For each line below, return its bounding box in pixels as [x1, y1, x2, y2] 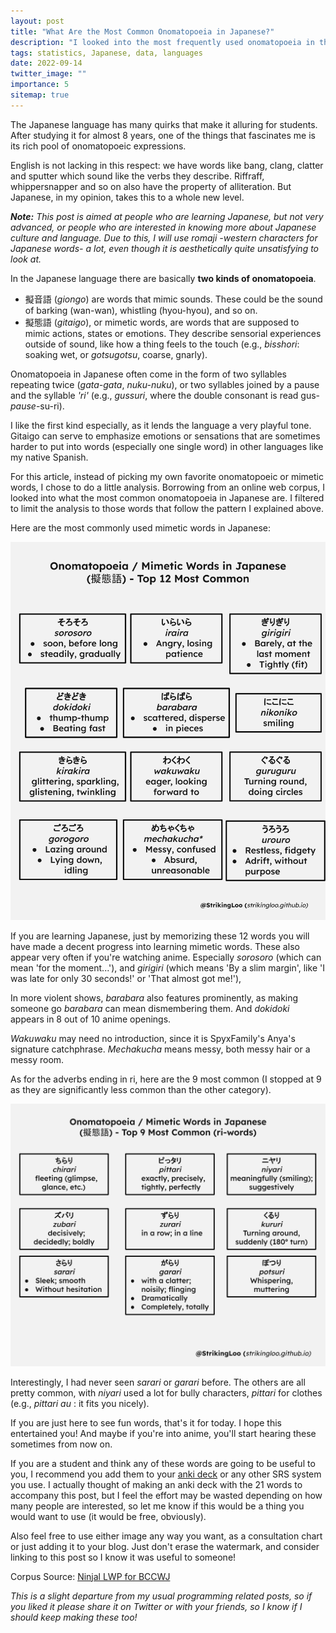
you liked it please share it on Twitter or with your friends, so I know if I [10, 1600, 303, 1612]
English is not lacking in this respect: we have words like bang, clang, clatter [10, 159, 324, 171]
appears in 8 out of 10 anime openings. [10, 1013, 172, 1025]
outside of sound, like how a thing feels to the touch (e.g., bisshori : [24, 338, 300, 350]
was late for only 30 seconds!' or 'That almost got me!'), [10, 972, 242, 984]
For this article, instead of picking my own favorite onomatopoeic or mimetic [10, 470, 324, 482]
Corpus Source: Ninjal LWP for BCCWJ [10, 1570, 171, 1582]
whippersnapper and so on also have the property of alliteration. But [10, 180, 292, 192]
